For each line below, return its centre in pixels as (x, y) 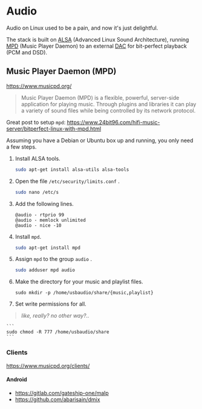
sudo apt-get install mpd (47, 248)
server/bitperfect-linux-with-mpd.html (54, 129)
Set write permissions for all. (50, 304)
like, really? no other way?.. (55, 316)
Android (17, 379)
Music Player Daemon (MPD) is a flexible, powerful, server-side (100, 97)
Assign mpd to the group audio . (54, 259)
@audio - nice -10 (38, 225)
